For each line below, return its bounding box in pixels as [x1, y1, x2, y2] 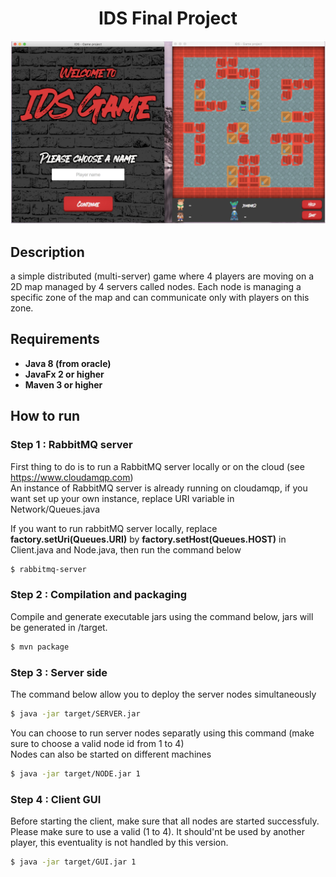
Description [10, 243, 85, 261]
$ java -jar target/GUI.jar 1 [10, 857, 137, 867]
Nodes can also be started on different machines [10, 748, 212, 760]
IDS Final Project [98, 7, 238, 30]
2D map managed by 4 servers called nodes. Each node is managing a [10, 281, 302, 293]
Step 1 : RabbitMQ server [10, 438, 133, 452]
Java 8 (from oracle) [24, 357, 112, 369]
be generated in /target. [10, 621, 108, 633]
